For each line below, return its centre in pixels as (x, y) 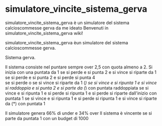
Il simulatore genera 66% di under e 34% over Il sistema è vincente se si (79, 113)
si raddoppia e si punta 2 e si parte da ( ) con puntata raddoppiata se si (77, 88)
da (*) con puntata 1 (25, 103)
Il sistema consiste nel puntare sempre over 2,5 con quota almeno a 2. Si (79, 67)
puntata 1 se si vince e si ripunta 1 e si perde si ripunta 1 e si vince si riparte (81, 98)
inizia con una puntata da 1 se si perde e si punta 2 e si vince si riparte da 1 (81, 72)
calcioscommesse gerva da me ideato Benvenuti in (57, 28)
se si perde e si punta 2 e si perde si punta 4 (50, 77)
